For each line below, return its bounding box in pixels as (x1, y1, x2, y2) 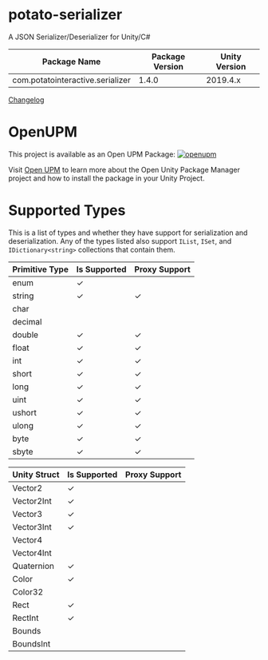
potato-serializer (8, 6, 123, 24)
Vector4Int (12, 547, 52, 559)
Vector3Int (12, 521, 52, 532)
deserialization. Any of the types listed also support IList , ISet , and (8, 236, 232, 245)
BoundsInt (12, 638, 51, 649)
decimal (12, 316, 42, 327)
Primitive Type (12, 264, 69, 275)
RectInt (12, 612, 39, 623)
